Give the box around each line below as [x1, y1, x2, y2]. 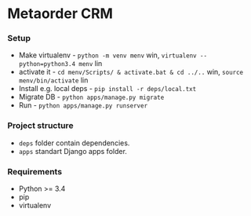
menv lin [78, 59, 103, 68]
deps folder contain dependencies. [18, 138, 130, 148]
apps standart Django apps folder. [18, 146, 127, 156]
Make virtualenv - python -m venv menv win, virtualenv [18, 50, 197, 60]
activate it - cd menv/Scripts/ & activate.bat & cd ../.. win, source [18, 68, 244, 77]
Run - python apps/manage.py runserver [18, 101, 148, 110]
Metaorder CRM [7, 5, 113, 23]
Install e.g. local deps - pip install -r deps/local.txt [18, 84, 197, 93]
